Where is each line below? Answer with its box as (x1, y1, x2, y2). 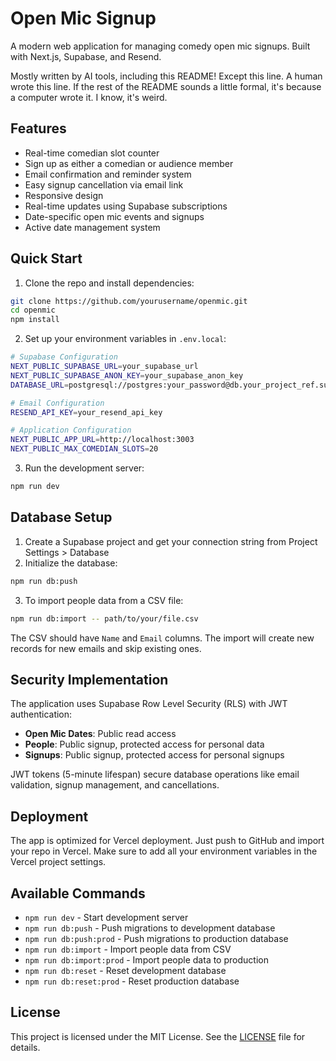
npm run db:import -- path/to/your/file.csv (10, 613, 199, 624)
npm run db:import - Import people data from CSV (24, 943, 232, 955)
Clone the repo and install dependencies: (24, 277, 195, 289)
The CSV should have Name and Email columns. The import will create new (10, 632, 315, 644)
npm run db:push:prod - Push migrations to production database (24, 932, 289, 944)
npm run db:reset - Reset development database (24, 964, 227, 976)
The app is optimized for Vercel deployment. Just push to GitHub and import (10, 835, 325, 847)
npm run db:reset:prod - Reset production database (24, 975, 240, 987)
